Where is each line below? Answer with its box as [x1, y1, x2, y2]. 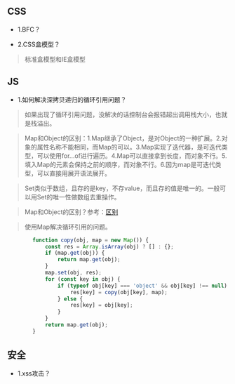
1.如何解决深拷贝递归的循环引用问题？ [17, 95, 127, 104]
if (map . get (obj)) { [44, 249, 105, 257]
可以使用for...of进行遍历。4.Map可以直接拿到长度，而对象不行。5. [36, 151, 227, 160]
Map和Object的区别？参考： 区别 [24, 207, 119, 216]
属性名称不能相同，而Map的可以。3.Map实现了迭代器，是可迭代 [36, 143, 222, 151]
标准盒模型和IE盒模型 [24, 55, 86, 63]
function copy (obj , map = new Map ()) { [32, 237, 149, 244]
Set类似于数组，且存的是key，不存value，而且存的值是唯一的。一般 [24, 184, 220, 192]
